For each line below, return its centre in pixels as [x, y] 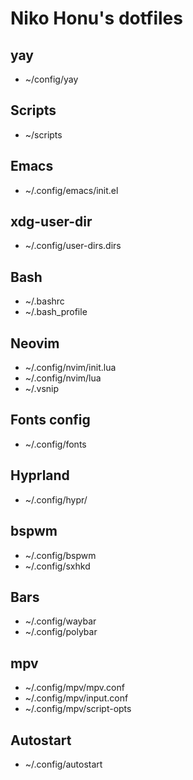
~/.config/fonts [55, 444]
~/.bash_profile [56, 312]
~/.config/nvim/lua [63, 378]
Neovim [35, 343]
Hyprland [40, 475]
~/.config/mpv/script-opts [78, 709]
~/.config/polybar [61, 632]
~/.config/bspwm [60, 555]
